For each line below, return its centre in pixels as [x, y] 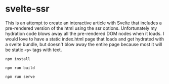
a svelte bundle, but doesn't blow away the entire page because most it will [84, 44]
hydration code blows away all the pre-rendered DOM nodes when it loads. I [85, 33]
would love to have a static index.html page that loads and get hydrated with [85, 39]
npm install [18, 59]
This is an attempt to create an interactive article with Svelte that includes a [83, 23]
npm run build [20, 68]
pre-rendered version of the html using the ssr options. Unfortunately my [81, 28]
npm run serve [20, 76]
